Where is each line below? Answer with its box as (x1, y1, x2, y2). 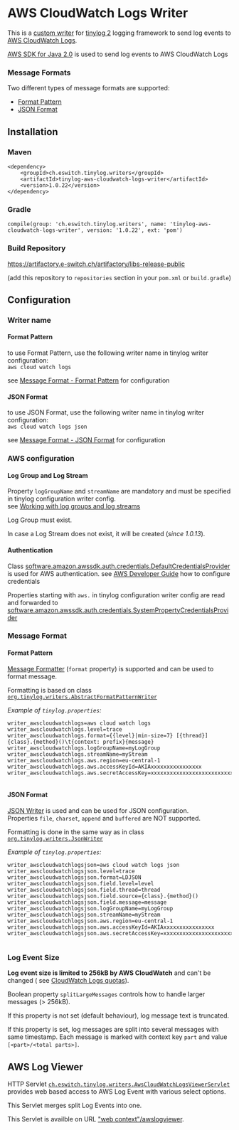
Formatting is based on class (7, 686, 92, 694)
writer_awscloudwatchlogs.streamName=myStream (7, 750, 148, 758)
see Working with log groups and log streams (7, 502, 141, 511)
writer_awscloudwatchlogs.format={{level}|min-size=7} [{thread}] (7, 732, 208, 739)
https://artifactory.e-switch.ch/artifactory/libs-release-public (7, 260, 185, 268)
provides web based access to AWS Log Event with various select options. (7, 1087, 226, 1096)
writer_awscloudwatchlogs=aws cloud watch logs (7, 720, 152, 727)
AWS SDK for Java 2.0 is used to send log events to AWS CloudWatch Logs (7, 50, 228, 58)
